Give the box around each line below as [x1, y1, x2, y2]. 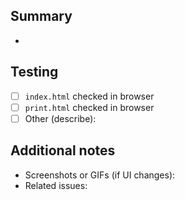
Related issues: [24, 179, 88, 191]
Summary [10, 8, 73, 25]
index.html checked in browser [24, 90, 155, 102]
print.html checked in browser [24, 101, 155, 113]
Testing [10, 64, 59, 81]
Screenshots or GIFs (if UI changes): [24, 169, 176, 181]
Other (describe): [24, 112, 97, 124]
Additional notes [10, 142, 116, 159]
